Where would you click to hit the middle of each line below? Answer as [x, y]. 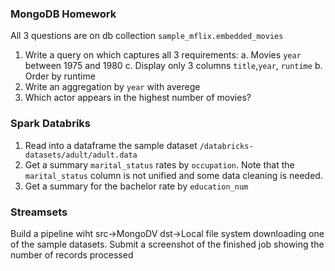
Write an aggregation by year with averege [112, 87]
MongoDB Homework [63, 14]
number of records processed [72, 254]
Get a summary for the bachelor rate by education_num [136, 186]
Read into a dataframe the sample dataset [111, 145]
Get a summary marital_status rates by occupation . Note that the [159, 164]
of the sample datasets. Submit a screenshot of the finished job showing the [167, 244]
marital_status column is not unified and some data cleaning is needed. [173, 175]
